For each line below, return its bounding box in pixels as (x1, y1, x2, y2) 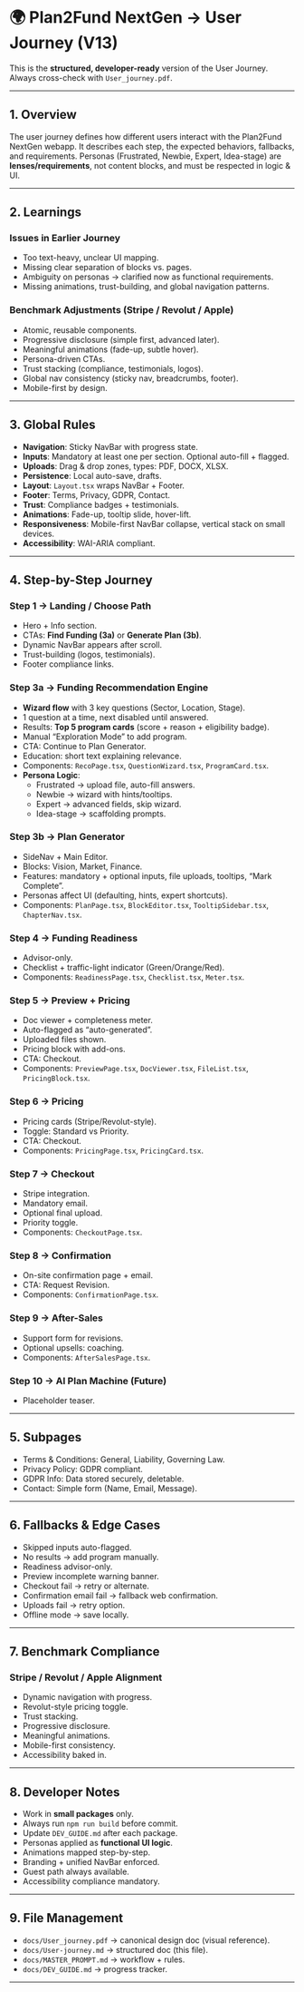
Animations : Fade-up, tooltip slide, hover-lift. (22, 509, 192, 520)
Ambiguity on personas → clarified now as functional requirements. (22, 271, 274, 282)
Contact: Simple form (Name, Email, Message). (22, 1482, 197, 1493)
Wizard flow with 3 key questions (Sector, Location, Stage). (22, 702, 246, 713)
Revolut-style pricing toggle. (22, 1702, 128, 1713)
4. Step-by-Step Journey (9, 572, 153, 588)
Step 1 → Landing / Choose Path (9, 600, 152, 612)
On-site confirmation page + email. (22, 1270, 154, 1281)
